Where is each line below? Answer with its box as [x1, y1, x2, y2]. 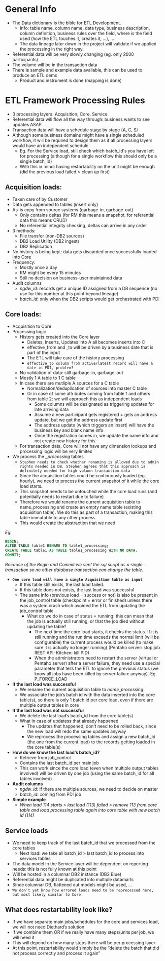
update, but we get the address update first [34, 417, 123, 423]
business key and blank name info [34, 427, 103, 433]
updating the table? [27, 623, 66, 629]
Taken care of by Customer [12, 196, 68, 202]
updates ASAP [12, 121, 42, 127]
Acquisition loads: [5, 183, 63, 192]
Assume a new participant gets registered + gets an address [34, 411, 157, 418]
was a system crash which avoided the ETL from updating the [19, 603, 145, 608]
